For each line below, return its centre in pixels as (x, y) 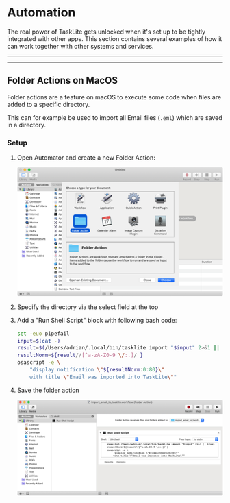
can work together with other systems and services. (80, 46)
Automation (41, 13)
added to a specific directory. (49, 104)
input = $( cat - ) (39, 341)
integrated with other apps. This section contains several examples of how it (115, 38)
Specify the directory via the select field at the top (88, 307)
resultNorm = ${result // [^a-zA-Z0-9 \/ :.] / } (80, 355)
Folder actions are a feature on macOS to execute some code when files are (114, 97)
